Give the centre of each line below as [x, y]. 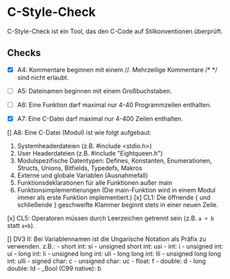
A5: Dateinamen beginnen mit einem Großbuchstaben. [94, 91]
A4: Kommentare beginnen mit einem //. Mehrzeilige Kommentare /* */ [117, 69]
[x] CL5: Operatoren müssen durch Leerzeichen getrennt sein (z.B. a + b [111, 218]
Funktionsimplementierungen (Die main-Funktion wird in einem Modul [116, 190]
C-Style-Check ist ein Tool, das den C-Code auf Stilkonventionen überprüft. [115, 31]
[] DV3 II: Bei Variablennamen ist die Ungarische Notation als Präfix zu [107, 239]
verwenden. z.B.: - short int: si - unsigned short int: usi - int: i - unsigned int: [115, 246]
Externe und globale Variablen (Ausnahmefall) [83, 175]
